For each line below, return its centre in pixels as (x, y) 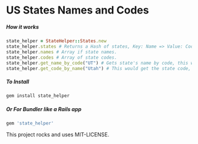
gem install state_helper (38, 96)
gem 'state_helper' (30, 123)
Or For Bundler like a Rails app (44, 109)
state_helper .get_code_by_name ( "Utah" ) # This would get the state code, (99, 68)
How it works (23, 26)
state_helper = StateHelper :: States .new (57, 41)
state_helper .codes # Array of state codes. (62, 57)
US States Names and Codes (77, 10)
